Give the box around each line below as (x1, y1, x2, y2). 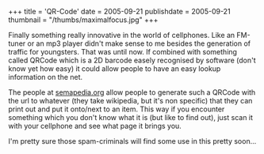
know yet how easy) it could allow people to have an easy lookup (8, 64, 221, 73)
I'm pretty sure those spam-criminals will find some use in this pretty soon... (8, 137, 257, 145)
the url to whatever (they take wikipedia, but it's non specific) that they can (8, 96, 253, 105)
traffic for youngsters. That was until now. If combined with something (8, 47, 238, 56)
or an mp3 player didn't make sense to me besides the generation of (27, 39, 251, 48)
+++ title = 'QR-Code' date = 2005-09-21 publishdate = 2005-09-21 (8, 7, 231, 16)
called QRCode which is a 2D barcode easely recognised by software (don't (8, 55, 256, 65)
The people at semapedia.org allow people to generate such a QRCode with (8, 88, 256, 97)
